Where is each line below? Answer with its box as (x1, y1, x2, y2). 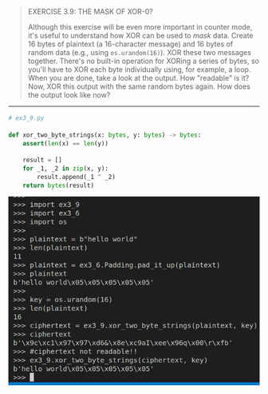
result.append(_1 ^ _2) (37, 173, 116, 181)
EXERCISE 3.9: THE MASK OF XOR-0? (27, 7, 153, 16)
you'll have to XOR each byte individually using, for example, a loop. (27, 65, 251, 74)
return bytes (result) (22, 181, 94, 189)
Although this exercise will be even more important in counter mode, (27, 22, 253, 31)
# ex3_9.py (8, 114, 45, 122)
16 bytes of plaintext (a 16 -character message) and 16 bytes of (27, 39, 234, 49)
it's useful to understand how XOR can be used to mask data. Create (27, 31, 254, 40)
